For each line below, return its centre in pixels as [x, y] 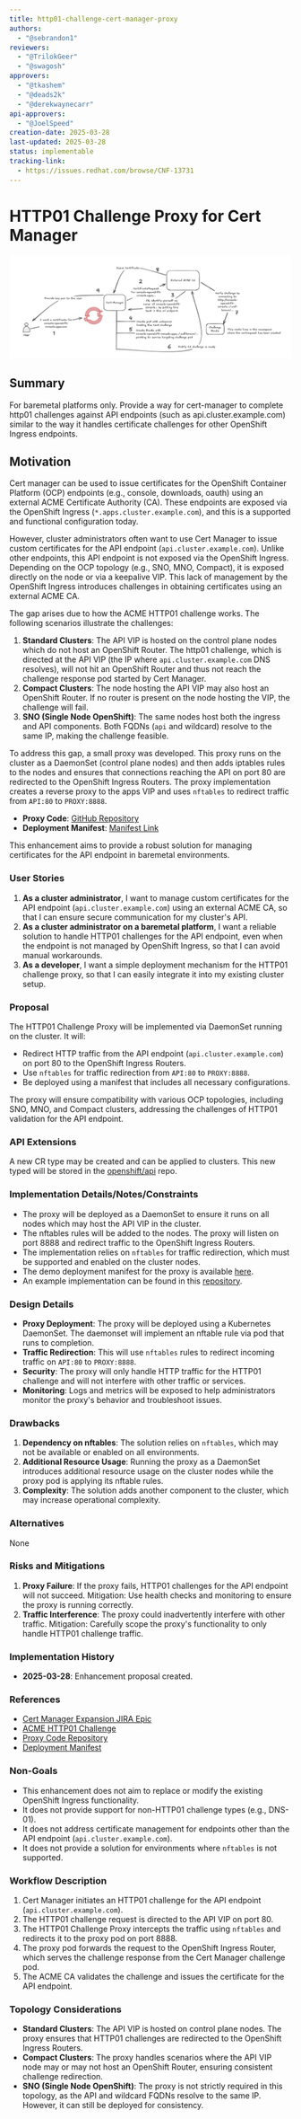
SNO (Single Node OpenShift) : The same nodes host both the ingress [151, 717]
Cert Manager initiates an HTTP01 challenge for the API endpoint [142, 1901]
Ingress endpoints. [44, 433]
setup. [34, 984]
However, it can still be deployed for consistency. [113, 2106]
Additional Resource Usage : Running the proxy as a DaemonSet [141, 1462]
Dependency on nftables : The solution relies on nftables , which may [150, 1443]
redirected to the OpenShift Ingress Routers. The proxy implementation [140, 782]
